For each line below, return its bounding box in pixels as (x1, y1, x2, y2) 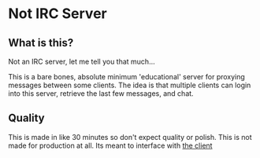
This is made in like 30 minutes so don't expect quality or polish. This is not (8, 132, 252, 141)
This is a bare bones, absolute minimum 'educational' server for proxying (8, 72, 246, 81)
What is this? (8, 36, 74, 50)
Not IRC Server (8, 5, 108, 23)
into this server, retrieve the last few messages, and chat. (8, 89, 195, 98)
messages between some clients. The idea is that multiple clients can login (8, 80, 251, 90)
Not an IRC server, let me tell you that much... (8, 57, 155, 66)
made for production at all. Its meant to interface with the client (8, 141, 213, 150)
